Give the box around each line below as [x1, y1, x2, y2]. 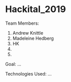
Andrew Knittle [12, 30, 44, 36]
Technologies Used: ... [5, 70, 52, 76]
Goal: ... [5, 61, 22, 67]
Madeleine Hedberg [12, 35, 54, 41]
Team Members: [5, 20, 39, 26]
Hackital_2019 [5, 4, 66, 15]
